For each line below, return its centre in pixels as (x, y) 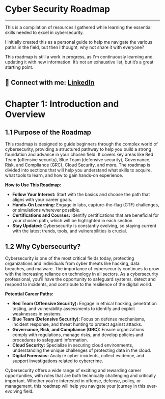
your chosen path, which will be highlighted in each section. (73, 221)
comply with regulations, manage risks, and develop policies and (78, 335)
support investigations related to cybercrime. (58, 361)
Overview (25, 114)
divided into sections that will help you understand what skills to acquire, (79, 170)
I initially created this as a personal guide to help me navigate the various (79, 42)
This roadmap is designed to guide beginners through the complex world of (82, 144)
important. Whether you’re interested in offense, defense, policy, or (73, 381)
